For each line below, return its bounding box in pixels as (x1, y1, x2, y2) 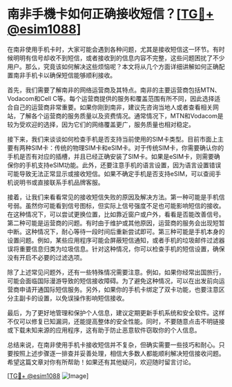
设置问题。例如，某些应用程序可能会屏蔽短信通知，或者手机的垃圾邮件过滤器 (7, 236, 225, 244)
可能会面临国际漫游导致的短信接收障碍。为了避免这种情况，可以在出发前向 (7, 276, 219, 285)
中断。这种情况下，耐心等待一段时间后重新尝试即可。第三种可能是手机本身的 (7, 227, 225, 236)
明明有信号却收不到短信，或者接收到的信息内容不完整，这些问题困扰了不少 (12, 53, 225, 62)
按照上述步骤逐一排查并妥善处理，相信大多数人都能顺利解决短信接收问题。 (12, 349, 225, 357)
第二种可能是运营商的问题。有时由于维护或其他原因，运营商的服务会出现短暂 (7, 218, 225, 227)
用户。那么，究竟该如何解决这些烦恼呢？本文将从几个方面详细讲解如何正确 (7, 62, 219, 70)
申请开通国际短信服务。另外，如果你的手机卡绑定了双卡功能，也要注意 (19, 285, 219, 294)
